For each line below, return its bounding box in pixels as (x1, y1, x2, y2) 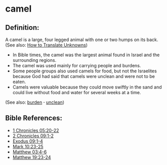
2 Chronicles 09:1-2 (12, 133, 54, 139)
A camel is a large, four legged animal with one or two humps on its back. (5, 36, 158, 43)
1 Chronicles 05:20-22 (12, 127, 59, 133)
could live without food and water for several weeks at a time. (12, 90, 141, 95)
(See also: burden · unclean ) (5, 99, 65, 105)
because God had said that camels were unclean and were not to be (12, 73, 155, 79)
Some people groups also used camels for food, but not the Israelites (12, 68, 157, 74)
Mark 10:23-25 (12, 143, 44, 149)
